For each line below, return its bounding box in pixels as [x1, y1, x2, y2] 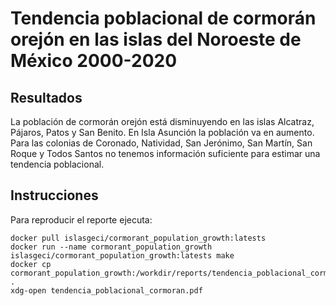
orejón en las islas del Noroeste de [10, 28, 302, 51]
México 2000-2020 [10, 50, 178, 72]
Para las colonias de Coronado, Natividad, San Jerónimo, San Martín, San [10, 137, 313, 149]
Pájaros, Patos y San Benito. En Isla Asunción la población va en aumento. [10, 127, 315, 138]
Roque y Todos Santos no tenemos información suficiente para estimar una [10, 148, 321, 159]
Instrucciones [10, 187, 99, 204]
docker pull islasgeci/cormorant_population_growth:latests [10, 233, 267, 243]
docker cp [10, 259, 52, 269]
